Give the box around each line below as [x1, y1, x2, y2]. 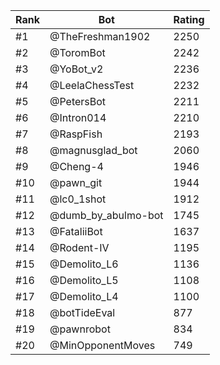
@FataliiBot [49, 225, 103, 238]
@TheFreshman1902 [49, 30, 151, 43]
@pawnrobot [49, 322, 111, 336]
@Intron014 [49, 111, 107, 124]
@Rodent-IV [49, 241, 110, 254]
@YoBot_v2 [49, 62, 104, 76]
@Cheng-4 [49, 160, 104, 173]
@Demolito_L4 [49, 290, 119, 303]
